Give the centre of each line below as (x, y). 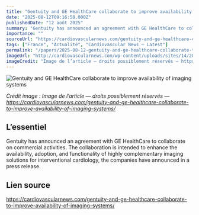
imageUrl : (18, 56)
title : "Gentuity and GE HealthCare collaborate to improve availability (99, 12)
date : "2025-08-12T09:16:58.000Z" (49, 17)
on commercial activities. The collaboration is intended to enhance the (92, 147)
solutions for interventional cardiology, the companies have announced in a (98, 160)
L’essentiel (26, 127)
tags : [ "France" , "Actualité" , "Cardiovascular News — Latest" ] (87, 45)
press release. (23, 166)
